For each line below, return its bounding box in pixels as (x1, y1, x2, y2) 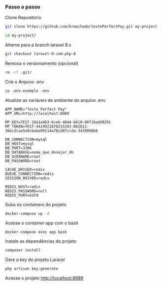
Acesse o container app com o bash (5, 220, 79, 226)
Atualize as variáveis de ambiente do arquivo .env (5, 97, 106, 103)
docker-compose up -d (5, 211, 50, 216)
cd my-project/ (5, 33, 36, 38)
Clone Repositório (5, 15, 42, 21)
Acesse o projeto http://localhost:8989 (5, 275, 84, 281)
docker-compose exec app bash (5, 229, 67, 234)
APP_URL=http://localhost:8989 (5, 111, 69, 116)
